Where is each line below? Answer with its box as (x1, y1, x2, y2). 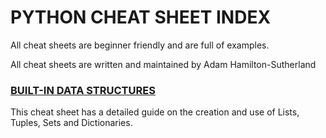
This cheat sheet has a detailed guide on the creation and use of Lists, (10, 106, 300, 118)
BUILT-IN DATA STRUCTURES (10, 83, 156, 97)
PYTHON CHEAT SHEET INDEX (10, 6, 272, 29)
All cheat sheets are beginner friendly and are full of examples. (10, 39, 270, 51)
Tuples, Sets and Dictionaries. (10, 117, 133, 129)
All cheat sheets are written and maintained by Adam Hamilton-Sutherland (10, 58, 317, 70)
